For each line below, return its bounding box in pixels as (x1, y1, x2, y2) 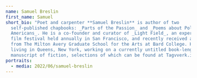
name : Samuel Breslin (5, 8, 59, 15)
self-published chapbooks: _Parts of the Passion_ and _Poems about (11, 25, 182, 31)
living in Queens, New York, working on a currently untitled (11, 47, 166, 53)
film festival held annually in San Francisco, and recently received (11, 36, 188, 42)
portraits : (5, 57, 32, 63)
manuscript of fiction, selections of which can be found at (11, 52, 164, 58)
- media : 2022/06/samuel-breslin (11, 63, 93, 69)
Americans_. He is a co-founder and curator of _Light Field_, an (11, 30, 177, 36)
